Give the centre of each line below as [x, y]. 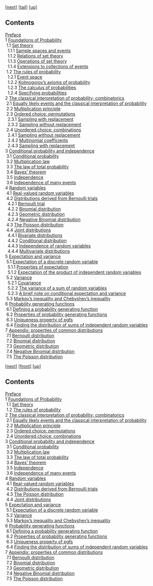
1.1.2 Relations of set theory [35, 56]
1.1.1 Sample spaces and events [39, 50]
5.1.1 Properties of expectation [38, 267]
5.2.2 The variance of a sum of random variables [57, 288]
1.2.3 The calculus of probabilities [42, 87]
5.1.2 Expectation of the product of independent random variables [74, 272]
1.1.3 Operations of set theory [37, 61]
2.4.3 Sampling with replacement [41, 146]
